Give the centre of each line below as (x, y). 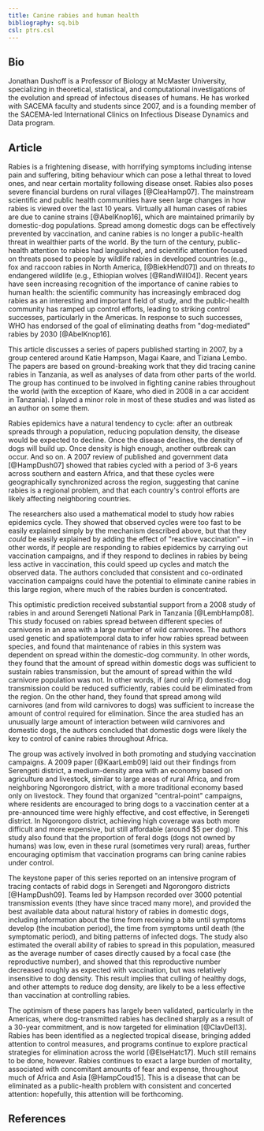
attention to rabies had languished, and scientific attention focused (139, 250)
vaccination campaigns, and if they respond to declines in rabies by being (128, 556)
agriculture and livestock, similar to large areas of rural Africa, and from (124, 779)
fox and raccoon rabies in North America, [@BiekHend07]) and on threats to (132, 267)
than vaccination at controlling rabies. (69, 995)
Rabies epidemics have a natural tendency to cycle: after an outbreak (121, 423)
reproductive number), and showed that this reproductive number (115, 962)
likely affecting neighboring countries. (70, 499)
